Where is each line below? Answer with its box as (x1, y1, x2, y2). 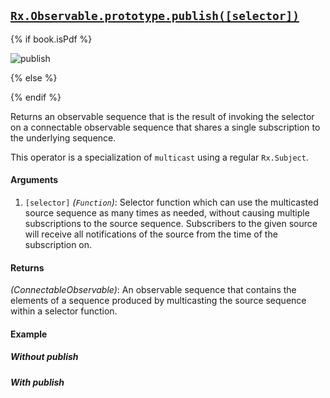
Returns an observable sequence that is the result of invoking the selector (10, 110, 315, 122)
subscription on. (24, 239, 93, 251)
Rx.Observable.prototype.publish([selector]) (10, 9, 300, 24)
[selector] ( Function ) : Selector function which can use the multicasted (24, 196, 319, 209)
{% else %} (10, 71, 58, 84)
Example (10, 328, 48, 340)
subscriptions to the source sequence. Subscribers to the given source (24, 218, 318, 230)
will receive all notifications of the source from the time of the (24, 228, 278, 240)
